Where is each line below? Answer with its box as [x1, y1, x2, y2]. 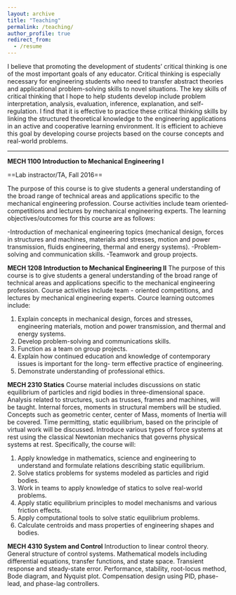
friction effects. [17, 506, 62, 514]
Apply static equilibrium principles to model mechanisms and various [17, 499, 218, 506]
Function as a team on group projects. [17, 345, 128, 353]
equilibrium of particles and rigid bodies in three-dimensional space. [7, 388, 205, 396]
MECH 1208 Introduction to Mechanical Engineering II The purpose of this [7, 264, 225, 272]
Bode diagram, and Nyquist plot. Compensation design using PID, [7, 572, 197, 580]
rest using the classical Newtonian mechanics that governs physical [7, 433, 204, 441]
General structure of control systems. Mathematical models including [7, 549, 207, 558]
